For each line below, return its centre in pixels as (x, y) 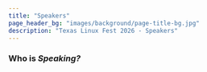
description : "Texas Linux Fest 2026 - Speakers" (93, 30)
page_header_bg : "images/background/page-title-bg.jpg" (104, 23)
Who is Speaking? (45, 58)
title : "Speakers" (39, 16)
